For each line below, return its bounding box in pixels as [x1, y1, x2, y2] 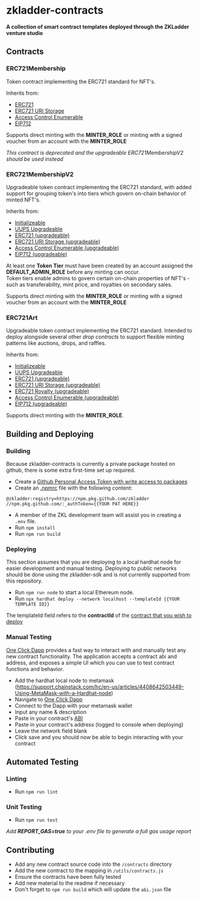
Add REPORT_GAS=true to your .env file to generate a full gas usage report [6, 828, 191, 835]
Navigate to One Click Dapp [14, 696, 83, 703]
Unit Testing [6, 803, 42, 811]
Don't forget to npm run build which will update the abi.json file [14, 886, 172, 893]
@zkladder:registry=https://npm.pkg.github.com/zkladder [6, 495, 150, 501]
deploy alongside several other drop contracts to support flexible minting [6, 333, 185, 341]
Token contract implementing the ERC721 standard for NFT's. [6, 78, 156, 85]
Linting [6, 775, 27, 783]
